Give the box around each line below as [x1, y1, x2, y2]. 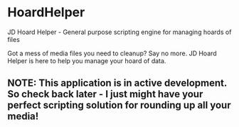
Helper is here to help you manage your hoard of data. [7, 56, 166, 65]
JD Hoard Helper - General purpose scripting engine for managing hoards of [7, 28, 232, 36]
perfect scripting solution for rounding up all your [7, 99, 231, 111]
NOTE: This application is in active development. [7, 77, 228, 89]
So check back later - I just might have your [7, 88, 203, 100]
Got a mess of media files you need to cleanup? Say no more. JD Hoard [7, 49, 217, 57]
